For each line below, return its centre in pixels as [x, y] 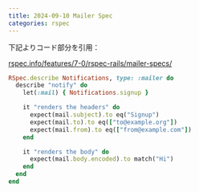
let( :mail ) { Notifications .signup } [86, 93]
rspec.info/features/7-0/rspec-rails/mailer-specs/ [90, 63]
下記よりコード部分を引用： [54, 47]
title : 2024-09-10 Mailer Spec [61, 16]
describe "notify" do [52, 85]
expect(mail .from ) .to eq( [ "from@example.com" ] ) [111, 129]
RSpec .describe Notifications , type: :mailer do [91, 78]
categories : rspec [39, 23]
